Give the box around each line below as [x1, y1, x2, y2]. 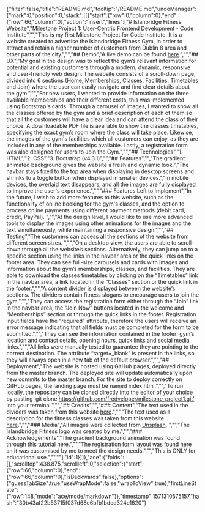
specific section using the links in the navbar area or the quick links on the [6, 252, 194, 259]
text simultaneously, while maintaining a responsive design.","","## [6, 226, 174, 233]
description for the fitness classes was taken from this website [6, 415, 164, 421]
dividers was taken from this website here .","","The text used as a [6, 408, 171, 415]
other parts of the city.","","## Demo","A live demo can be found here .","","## [6, 51, 199, 58]
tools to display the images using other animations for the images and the [6, 220, 192, 227]
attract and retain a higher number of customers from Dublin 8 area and [6, 44, 187, 51]
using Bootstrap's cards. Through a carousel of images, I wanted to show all [6, 103, 198, 109]
